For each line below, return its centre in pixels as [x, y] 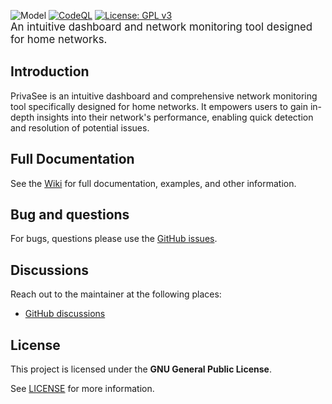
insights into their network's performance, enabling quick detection [175, 117]
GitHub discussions [65, 314]
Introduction [50, 71]
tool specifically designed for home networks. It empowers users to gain [159, 106]
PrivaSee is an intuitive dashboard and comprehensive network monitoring [164, 96]
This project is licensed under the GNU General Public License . [141, 369]
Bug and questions [70, 215]
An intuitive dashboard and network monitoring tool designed [161, 27]
